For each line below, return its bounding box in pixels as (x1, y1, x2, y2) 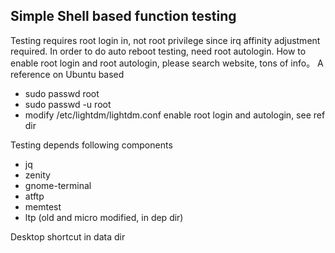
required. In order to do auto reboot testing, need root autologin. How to (10, 45, 307, 57)
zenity (24, 169, 51, 181)
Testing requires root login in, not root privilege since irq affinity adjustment (10, 34, 321, 46)
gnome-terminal (24, 179, 92, 191)
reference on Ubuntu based (10, 68, 125, 80)
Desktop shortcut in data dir (10, 230, 126, 243)
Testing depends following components (10, 139, 173, 151)
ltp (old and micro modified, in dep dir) (24, 211, 184, 223)
